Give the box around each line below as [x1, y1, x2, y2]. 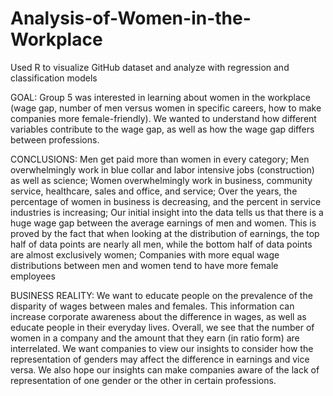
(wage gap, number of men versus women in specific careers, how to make [10, 102, 322, 114]
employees [10, 270, 56, 282]
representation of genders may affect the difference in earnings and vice [10, 353, 310, 365]
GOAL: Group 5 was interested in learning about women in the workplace [10, 91, 312, 103]
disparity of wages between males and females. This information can [10, 300, 295, 312]
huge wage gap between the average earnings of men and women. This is [10, 217, 317, 229]
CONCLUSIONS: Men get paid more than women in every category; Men [10, 153, 310, 165]
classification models [10, 72, 98, 84]
